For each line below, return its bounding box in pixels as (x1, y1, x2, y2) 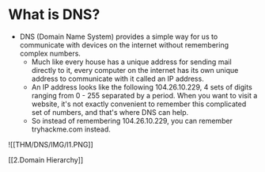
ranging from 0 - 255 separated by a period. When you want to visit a (31, 90, 258, 100)
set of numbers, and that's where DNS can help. (31, 107, 189, 117)
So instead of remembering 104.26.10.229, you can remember (31, 116, 233, 125)
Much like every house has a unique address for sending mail (31, 57, 232, 67)
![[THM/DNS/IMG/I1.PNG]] (8, 140, 93, 149)
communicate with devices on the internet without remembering (19, 40, 229, 49)
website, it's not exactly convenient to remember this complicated (31, 99, 247, 109)
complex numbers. (19, 48, 81, 58)
